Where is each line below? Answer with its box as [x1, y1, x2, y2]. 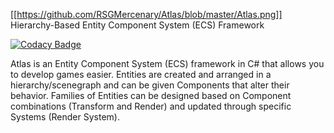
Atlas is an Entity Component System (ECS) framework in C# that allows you [10, 58, 325, 69]
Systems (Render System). [10, 111, 120, 123]
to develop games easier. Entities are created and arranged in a [10, 69, 272, 80]
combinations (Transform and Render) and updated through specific [10, 100, 292, 112]
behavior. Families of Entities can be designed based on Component [10, 90, 292, 101]
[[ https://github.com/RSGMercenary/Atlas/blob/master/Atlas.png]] [10, 9, 283, 20]
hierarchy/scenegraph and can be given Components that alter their [10, 79, 290, 91]
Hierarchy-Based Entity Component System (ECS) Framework [10, 19, 265, 31]
